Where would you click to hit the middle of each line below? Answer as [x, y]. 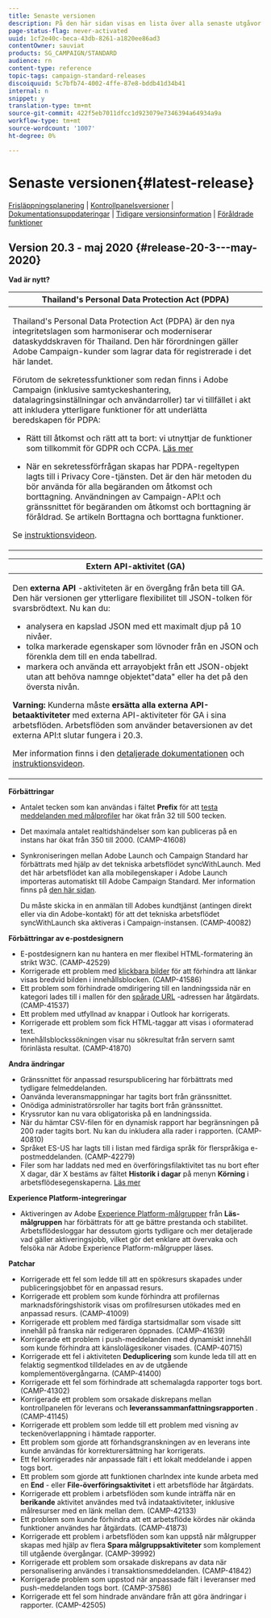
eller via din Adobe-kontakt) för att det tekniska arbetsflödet [120, 914]
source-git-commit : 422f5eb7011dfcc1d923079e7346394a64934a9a [115, 114]
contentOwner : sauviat [46, 46]
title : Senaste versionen [52, 16]
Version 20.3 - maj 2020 [71, 247]
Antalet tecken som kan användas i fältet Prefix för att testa [119, 807]
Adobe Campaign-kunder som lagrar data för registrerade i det [132, 352]
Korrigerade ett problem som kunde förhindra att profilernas [120, 1297]
